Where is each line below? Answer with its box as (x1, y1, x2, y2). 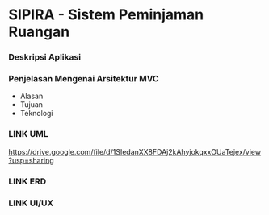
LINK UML (8, 129, 48, 140)
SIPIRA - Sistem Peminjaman (8, 6, 204, 24)
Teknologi (19, 109, 54, 118)
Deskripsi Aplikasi (8, 52, 82, 63)
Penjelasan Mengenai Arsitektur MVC (8, 73, 159, 85)
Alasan (19, 91, 44, 101)
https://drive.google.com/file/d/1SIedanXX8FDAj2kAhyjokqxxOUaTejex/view (8, 147, 261, 156)
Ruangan (8, 23, 70, 41)
